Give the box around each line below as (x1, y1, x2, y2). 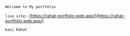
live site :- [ (5, 13, 31, 19)
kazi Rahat (5, 27, 27, 32)
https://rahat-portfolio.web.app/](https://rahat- (30, 13, 125, 19)
